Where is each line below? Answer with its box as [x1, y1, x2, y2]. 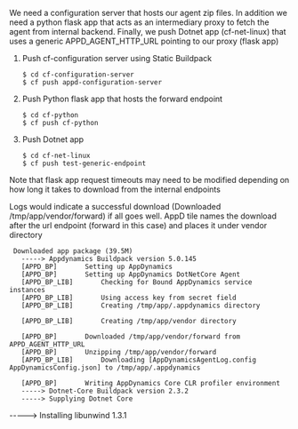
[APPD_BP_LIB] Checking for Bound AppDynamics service [20, 278, 253, 287]
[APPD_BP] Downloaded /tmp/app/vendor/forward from [20, 332, 241, 341]
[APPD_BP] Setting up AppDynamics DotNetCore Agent [20, 270, 241, 279]
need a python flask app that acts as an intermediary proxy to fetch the [9, 17, 270, 28]
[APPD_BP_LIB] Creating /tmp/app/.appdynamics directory [20, 301, 261, 310]
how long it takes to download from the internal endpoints [9, 184, 221, 195]
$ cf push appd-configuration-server [21, 78, 163, 87]
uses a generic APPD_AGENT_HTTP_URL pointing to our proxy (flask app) [9, 36, 279, 46]
